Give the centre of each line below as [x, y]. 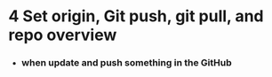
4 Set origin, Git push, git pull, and [136, 16]
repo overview [63, 35]
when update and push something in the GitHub [126, 63]
